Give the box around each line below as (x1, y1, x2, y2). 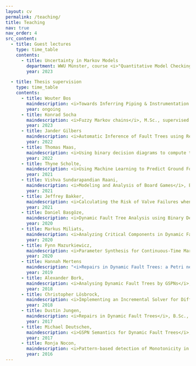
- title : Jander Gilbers (20, 128, 82, 134)
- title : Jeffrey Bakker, (20, 193, 84, 199)
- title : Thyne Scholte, (20, 160, 82, 167)
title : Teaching (5, 19, 45, 25)
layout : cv (5, 8, 32, 15)
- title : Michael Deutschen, (20, 324, 92, 330)
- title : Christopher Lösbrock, (20, 291, 100, 297)
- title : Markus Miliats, (20, 226, 84, 232)
